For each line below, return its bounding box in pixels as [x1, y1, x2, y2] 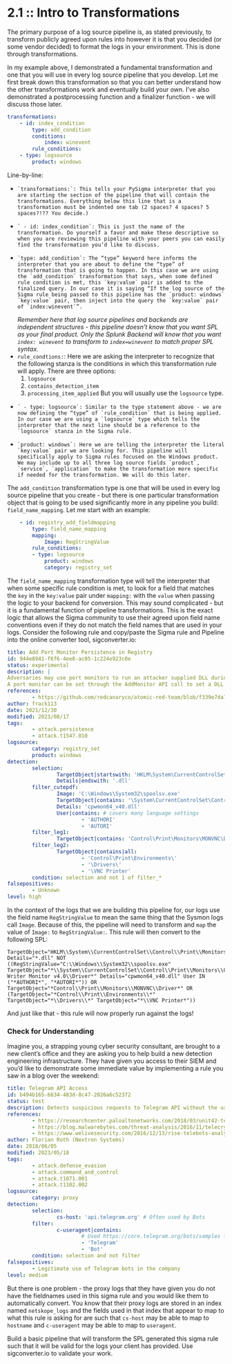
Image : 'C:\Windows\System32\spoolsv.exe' [56, 790, 181, 797]
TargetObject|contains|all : [56, 848, 137, 855]
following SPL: [7, 936, 48, 944]
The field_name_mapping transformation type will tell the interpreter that [7, 576, 210, 585]
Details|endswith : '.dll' [56, 777, 131, 785]
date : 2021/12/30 [7, 707, 57, 713]
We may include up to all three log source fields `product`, [17, 459, 200, 466]
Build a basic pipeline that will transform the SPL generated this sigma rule [7, 1334, 219, 1343]
